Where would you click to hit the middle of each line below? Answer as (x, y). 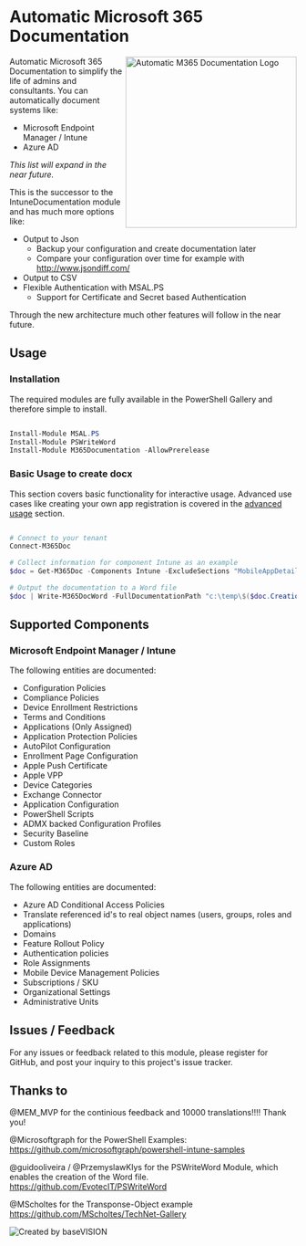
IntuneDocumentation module (65, 202)
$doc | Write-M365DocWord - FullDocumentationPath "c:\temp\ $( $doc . (140, 596)
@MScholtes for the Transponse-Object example (102, 1204)
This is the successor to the (61, 192)
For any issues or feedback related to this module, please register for (139, 1052)
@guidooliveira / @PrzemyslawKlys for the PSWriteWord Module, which (144, 1167)
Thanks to (39, 1090)
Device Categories (57, 785)
